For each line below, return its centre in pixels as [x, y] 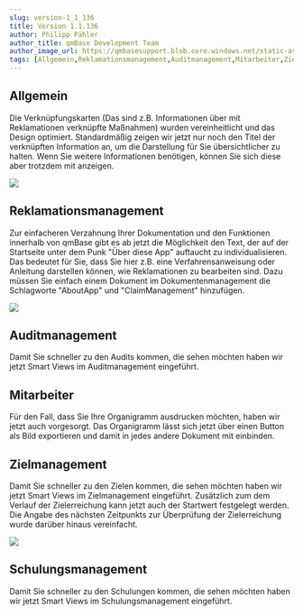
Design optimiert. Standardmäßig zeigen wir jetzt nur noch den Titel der [142, 137]
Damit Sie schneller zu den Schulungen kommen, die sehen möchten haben [150, 591]
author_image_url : [44, 51]
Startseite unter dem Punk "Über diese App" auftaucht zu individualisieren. [148, 252]
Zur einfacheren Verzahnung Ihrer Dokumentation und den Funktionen [140, 233]
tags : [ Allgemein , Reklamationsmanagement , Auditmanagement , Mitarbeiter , [147, 60]
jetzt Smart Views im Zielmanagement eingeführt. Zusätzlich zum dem [140, 496]
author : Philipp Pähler [54, 34]
